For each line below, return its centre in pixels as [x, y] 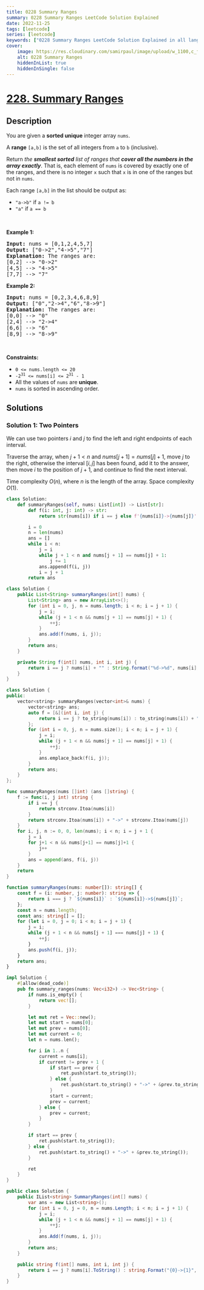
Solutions [25, 408]
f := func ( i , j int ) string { [56, 797]
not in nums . [20, 179]
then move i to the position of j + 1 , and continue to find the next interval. [97, 470]
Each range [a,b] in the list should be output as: [66, 191]
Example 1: [20, 233]
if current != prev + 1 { [71, 1062]
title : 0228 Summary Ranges [42, 12]
